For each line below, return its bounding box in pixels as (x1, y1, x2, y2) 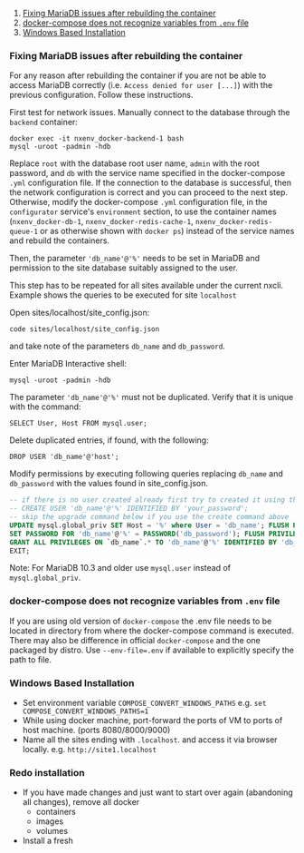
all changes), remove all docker (22, 797, 140, 808)
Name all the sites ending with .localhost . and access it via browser (22, 734, 278, 745)
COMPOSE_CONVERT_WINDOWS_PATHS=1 (22, 707, 149, 716)
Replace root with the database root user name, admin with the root (9, 158, 260, 169)
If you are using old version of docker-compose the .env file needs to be (9, 615, 272, 626)
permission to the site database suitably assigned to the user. (9, 262, 238, 273)
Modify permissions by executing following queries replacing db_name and (9, 468, 283, 479)
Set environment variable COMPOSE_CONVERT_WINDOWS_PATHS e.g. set (22, 698, 267, 709)
